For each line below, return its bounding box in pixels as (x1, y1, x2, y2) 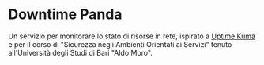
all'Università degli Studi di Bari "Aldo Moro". (8, 48, 153, 57)
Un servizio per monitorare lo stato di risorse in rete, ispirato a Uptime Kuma (8, 31, 255, 41)
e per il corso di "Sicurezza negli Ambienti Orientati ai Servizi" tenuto (8, 39, 232, 49)
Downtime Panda (8, 5, 123, 23)
